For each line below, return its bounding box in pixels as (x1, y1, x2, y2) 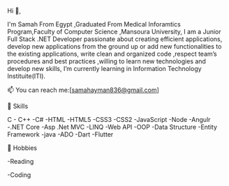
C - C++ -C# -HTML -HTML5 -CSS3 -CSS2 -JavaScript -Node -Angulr (7, 116, 211, 123)
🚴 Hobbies (7, 144, 38, 152)
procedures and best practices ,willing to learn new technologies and (7, 57, 206, 65)
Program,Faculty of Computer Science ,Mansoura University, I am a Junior (7, 28, 221, 36)
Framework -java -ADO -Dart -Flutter (7, 130, 114, 139)
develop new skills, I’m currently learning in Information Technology (7, 65, 202, 72)
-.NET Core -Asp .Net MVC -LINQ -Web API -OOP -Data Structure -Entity (7, 123, 218, 131)
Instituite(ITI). (7, 72, 46, 80)
